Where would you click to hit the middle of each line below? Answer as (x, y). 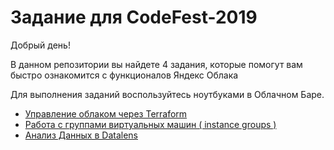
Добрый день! (40, 45)
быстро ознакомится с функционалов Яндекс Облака (124, 75)
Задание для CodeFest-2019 (134, 17)
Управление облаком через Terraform (106, 113)
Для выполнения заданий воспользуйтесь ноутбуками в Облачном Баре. (167, 94)
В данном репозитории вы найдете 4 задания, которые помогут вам (156, 64)
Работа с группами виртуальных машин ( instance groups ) (150, 124)
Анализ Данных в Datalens (81, 135)
